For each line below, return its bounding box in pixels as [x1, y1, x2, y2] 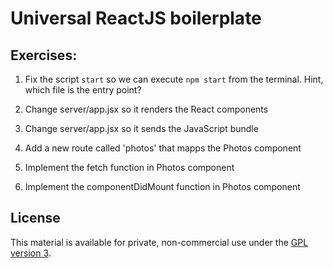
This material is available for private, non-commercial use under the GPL [10, 236, 309, 248]
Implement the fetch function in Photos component [24, 162, 235, 173]
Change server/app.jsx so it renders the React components [24, 103, 269, 115]
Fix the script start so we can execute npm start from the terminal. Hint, [24, 73, 324, 85]
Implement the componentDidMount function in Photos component [24, 181, 301, 192]
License [10, 210, 61, 227]
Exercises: [10, 47, 78, 64]
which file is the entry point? [24, 84, 142, 96]
